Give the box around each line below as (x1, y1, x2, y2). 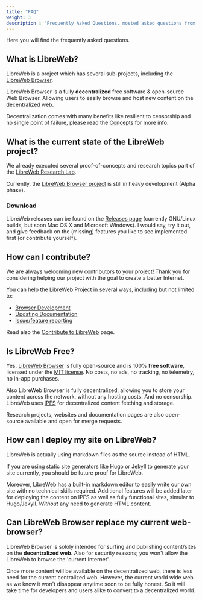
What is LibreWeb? (6, 54, 78, 64)
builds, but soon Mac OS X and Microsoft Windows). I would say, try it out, (6, 221, 191, 229)
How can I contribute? (6, 251, 91, 262)
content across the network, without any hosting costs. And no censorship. (6, 393, 193, 400)
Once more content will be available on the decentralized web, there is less (6, 567, 193, 575)
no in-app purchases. (6, 374, 60, 382)
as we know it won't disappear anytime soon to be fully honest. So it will (6, 580, 186, 587)
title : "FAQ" (6, 8, 39, 15)
